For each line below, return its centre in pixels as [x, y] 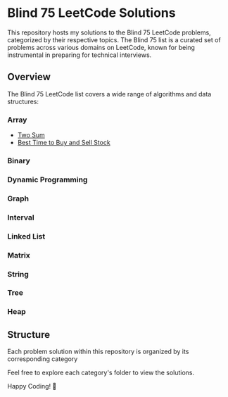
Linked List [26, 236]
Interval [21, 218]
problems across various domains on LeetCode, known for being [101, 47]
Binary [19, 160]
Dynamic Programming [47, 179]
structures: [23, 101]
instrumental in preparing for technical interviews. [80, 55]
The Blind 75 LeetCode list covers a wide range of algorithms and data [109, 94]
